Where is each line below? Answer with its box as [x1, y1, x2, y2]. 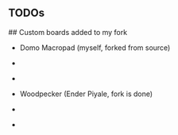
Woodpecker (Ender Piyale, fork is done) [19, 89, 153, 98]
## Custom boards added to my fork [8, 27, 128, 37]
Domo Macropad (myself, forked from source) [19, 43, 171, 52]
